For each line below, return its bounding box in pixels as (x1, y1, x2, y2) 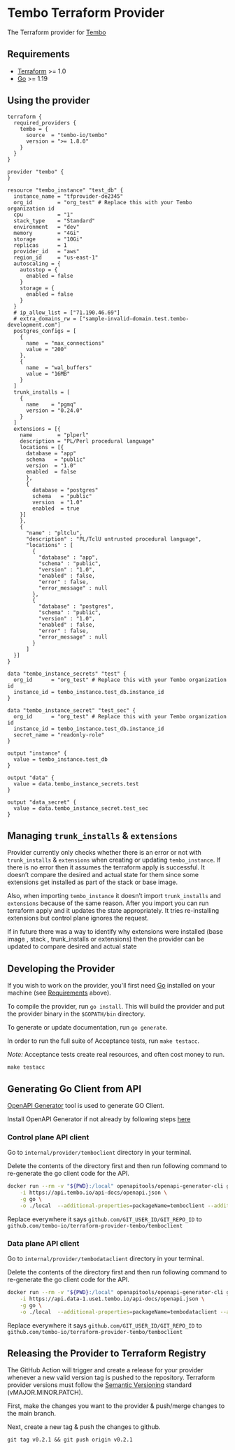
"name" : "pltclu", (25, 529, 83, 536)
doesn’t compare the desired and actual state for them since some (7, 871, 199, 879)
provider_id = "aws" (13, 248, 80, 255)
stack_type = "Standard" (13, 217, 96, 225)
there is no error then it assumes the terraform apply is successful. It (7, 863, 205, 872)
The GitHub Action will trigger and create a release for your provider (7, 1366, 204, 1374)
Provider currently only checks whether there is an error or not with (7, 848, 201, 857)
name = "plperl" (20, 432, 90, 439)
